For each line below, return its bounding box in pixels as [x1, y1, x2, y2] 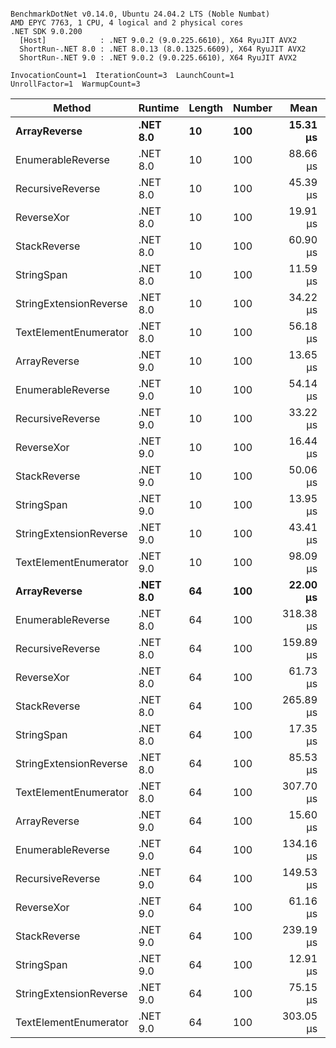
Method [53, 101, 92, 115]
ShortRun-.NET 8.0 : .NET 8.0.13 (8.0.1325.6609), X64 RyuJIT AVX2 [19, 44, 307, 54]
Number [233, 101, 273, 115]
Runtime [138, 101, 180, 115]
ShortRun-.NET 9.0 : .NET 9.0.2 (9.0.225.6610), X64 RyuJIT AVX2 [19, 53, 298, 63]
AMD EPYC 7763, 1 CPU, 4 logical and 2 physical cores [10, 18, 244, 28]
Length [188, 101, 224, 115]
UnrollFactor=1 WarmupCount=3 [10, 79, 141, 89]
